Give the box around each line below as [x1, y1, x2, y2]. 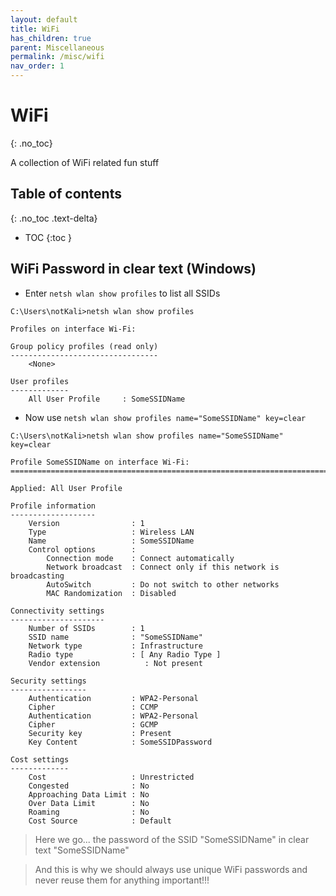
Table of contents [10, 186, 122, 203]
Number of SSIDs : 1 [28, 623, 145, 633]
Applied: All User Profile [10, 483, 123, 493]
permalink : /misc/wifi [10, 52, 105, 62]
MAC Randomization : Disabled [46, 588, 177, 598]
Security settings [10, 676, 87, 686]
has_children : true [10, 33, 92, 43]
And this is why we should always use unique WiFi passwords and [34, 863, 308, 875]
